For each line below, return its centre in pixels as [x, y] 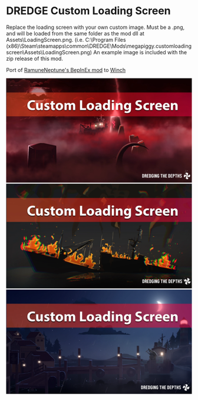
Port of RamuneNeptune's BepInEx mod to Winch [66, 70]
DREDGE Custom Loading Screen [88, 11]
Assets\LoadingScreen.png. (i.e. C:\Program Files [66, 40]
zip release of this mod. [35, 58]
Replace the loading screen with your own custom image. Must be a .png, [95, 27]
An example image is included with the [140, 52]
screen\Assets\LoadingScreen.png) [49, 52]
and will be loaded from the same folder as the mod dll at [75, 33]
